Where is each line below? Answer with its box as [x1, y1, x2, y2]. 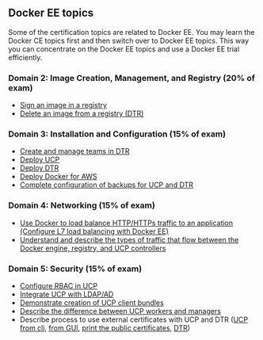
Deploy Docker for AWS [19, 172, 97, 181]
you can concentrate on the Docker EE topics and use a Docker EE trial [8, 44, 240, 54]
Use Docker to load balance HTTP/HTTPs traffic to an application [19, 218, 234, 227]
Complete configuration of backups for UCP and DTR [19, 180, 194, 189]
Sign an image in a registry [19, 101, 108, 110]
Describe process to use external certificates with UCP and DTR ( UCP [19, 315, 248, 324]
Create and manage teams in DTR [19, 147, 130, 156]
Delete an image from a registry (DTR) [19, 109, 144, 118]
